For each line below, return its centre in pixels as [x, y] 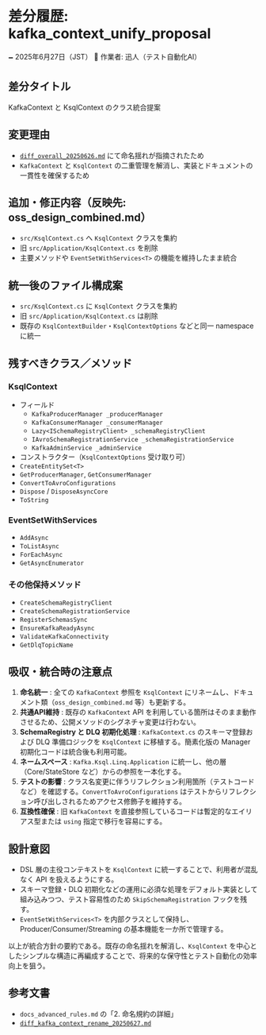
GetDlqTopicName [46, 645]
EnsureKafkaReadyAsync [57, 628]
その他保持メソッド [45, 585]
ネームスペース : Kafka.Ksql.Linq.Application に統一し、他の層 [123, 762]
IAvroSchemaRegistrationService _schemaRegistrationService [133, 439]
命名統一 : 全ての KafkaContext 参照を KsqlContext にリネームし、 [126, 693]
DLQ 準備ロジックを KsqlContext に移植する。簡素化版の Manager [143, 742]
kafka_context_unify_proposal [110, 34]
